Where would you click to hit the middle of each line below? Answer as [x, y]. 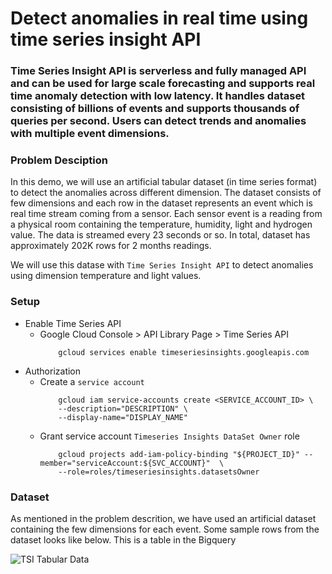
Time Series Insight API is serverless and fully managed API [158, 71]
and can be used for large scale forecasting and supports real [163, 84]
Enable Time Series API [73, 323]
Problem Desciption [59, 160]
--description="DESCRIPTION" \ [123, 408]
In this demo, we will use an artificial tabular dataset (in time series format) [164, 182]
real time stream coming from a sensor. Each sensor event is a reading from [166, 214]
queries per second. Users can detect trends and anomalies [158, 121]
